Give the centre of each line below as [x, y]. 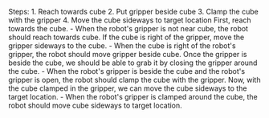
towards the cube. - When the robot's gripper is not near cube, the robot [128, 28]
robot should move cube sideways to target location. [95, 105]
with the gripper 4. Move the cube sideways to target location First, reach [130, 20]
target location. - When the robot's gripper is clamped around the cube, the [133, 97]
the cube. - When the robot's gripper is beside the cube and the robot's [127, 71]
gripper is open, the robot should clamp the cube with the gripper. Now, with [134, 80]
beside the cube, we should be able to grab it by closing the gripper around [133, 63]
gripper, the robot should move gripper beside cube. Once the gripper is [128, 54]
